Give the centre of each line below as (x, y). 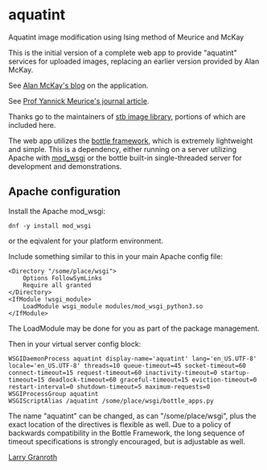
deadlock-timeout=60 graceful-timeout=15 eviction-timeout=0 (152, 380)
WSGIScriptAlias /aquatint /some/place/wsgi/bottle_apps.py (111, 401)
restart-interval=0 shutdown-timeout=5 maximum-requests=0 (109, 387)
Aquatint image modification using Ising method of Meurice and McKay (126, 37)
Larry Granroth (33, 457)
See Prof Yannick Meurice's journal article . (79, 101)
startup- (235, 373)
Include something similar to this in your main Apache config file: (116, 256)
